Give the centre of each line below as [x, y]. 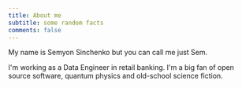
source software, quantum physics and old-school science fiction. [115, 76]
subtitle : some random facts [56, 23]
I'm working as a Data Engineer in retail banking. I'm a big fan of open [121, 68]
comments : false [35, 30]
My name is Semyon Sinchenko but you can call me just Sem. [108, 53]
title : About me [35, 15]
